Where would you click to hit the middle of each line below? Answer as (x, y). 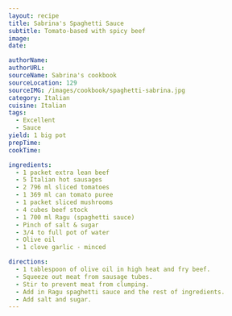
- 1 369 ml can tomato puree (64, 195)
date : (17, 46)
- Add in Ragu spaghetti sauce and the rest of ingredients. (120, 292)
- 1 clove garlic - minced (61, 247)
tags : (17, 113)
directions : (28, 262)
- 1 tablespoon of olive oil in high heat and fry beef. (113, 269)
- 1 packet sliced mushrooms (64, 202)
